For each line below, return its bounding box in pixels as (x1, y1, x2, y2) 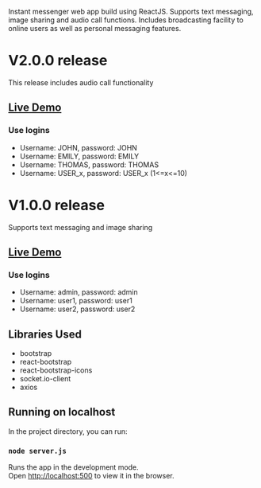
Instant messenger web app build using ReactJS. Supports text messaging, (8, 7, 254, 16)
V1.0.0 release (8, 196, 106, 214)
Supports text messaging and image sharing (8, 222, 153, 232)
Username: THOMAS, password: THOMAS (19, 159, 159, 170)
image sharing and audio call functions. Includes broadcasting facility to (8, 15, 244, 25)
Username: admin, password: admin (19, 287, 139, 297)
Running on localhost (8, 405, 116, 419)
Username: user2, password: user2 (19, 304, 136, 314)
